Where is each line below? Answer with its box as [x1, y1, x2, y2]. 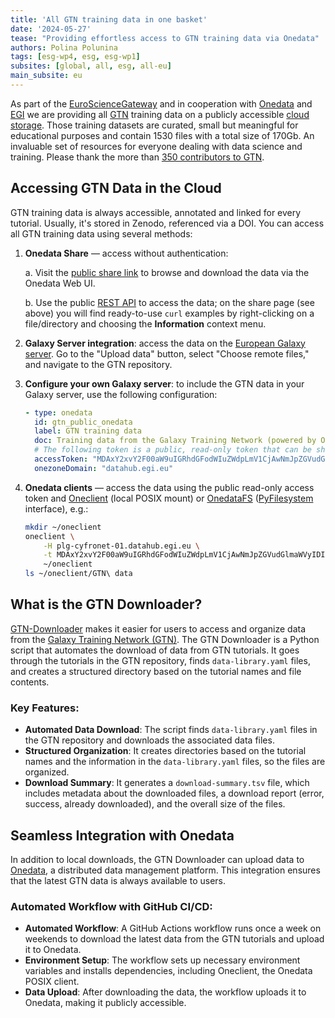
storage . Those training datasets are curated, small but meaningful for [10, 119, 299, 131]
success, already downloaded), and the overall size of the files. [24, 798, 286, 810]
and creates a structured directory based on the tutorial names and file [10, 665, 302, 677]
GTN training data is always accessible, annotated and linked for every [10, 206, 302, 218]
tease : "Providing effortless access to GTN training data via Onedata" [10, 33, 320, 43]
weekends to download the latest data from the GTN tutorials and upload [24, 933, 325, 945]
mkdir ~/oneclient [24, 522, 102, 532]
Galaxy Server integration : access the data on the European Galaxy [24, 337, 306, 349]
